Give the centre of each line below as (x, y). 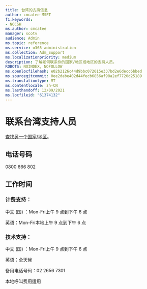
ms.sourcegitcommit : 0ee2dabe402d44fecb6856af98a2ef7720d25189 (74, 76)
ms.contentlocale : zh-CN (32, 85)
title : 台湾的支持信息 (27, 10)
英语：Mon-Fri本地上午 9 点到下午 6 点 (46, 222)
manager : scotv (21, 34)
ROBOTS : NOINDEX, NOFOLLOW (34, 67)
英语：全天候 (19, 260)
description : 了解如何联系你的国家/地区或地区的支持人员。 (61, 62)
